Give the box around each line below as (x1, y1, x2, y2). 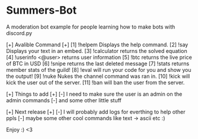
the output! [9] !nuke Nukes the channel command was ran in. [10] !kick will (6, 72, 190, 80)
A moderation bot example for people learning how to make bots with (6, 23, 175, 30)
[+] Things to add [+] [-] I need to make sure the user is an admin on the (6, 90, 183, 97)
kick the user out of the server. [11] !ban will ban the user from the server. (6, 78, 185, 86)
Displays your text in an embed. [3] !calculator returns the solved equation (6, 47, 188, 54)
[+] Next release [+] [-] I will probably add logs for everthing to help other (6, 108, 186, 115)
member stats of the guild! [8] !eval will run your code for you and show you (6, 66, 191, 73)
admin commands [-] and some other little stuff (6, 96, 122, 104)
